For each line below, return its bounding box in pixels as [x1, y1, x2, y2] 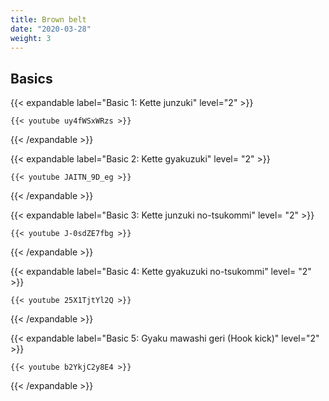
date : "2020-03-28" [10, 24, 92, 34]
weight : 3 [10, 33, 52, 43]
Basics [10, 70, 53, 87]
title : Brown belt [10, 14, 87, 25]
